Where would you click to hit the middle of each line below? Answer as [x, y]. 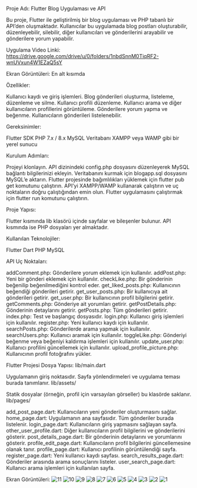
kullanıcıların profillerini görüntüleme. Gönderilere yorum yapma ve [87, 109]
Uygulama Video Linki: [33, 50]
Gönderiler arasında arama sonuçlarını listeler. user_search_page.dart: [91, 462]
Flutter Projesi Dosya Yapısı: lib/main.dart [56, 365]
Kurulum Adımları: [28, 156]
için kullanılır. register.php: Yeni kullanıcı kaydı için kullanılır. [78, 323]
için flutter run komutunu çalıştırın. [48, 198]
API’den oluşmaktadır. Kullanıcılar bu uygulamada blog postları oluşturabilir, [97, 26]
